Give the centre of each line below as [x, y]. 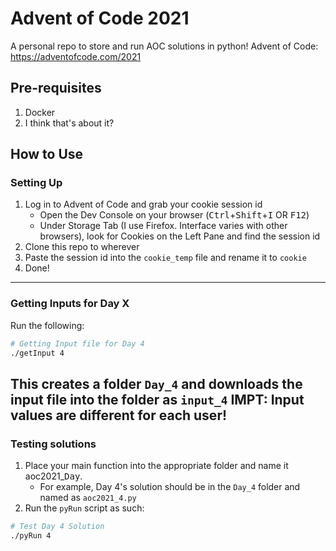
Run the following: [47, 325]
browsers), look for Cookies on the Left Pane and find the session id [180, 236]
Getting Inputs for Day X [70, 304]
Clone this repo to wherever [82, 247]
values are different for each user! [119, 415]
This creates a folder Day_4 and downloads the [156, 383]
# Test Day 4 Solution [57, 527]
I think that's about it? [69, 123]
